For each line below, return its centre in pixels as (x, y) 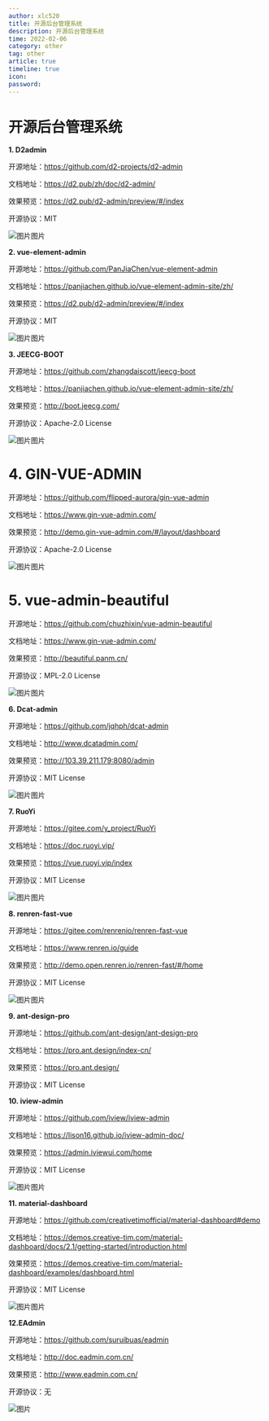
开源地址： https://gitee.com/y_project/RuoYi (82, 828)
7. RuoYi (22, 812)
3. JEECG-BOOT (36, 354)
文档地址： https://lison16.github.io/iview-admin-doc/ (96, 1135)
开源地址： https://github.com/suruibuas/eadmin (89, 1340)
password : (25, 84)
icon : (17, 77)
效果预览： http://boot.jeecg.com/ (64, 406)
